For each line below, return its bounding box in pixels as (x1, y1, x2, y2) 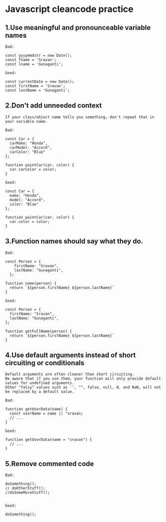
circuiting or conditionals (5, 359, 84, 367)
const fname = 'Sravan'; (5, 57, 57, 62)
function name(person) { (5, 280, 57, 286)
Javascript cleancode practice (5, 3, 134, 15)
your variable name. (5, 119, 48, 124)
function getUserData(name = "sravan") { (5, 437, 92, 442)
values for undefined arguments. (5, 381, 75, 386)
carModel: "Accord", (9, 145, 52, 150)
